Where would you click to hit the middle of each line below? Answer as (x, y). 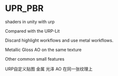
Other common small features (35, 59)
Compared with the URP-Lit (32, 31)
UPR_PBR (24, 8)
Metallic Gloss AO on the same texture (43, 50)
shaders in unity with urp (30, 22)
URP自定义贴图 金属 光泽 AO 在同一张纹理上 (49, 69)
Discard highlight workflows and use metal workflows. (59, 40)
